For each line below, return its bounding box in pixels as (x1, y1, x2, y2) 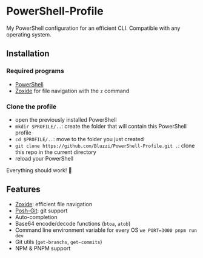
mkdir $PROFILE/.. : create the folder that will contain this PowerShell (15, 122, 187, 130)
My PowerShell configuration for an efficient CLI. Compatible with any (6, 24, 181, 32)
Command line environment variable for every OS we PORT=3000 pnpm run (15, 226, 197, 234)
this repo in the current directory (15, 148, 97, 156)
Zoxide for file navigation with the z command (15, 87, 130, 94)
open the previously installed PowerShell (15, 116, 117, 123)
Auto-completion (15, 213, 58, 220)
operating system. (6, 30, 52, 38)
